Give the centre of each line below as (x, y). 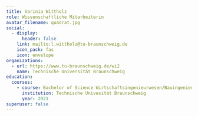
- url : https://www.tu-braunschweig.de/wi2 (65, 66)
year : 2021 (35, 98)
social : (16, 28)
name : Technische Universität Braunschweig (71, 71)
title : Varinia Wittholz (37, 11)
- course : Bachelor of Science (55, 88)
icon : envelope (35, 55)
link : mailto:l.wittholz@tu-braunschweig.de (72, 45)
